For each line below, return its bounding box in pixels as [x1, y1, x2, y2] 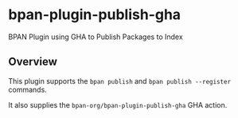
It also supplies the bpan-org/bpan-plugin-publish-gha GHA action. [8, 100, 228, 109]
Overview [8, 55, 58, 69]
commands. [8, 85, 48, 94]
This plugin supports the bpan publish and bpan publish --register [8, 76, 232, 85]
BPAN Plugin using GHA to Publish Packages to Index [8, 32, 183, 41]
